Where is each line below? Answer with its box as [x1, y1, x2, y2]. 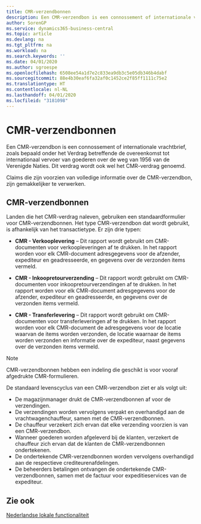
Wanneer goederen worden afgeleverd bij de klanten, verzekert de [14, 434, 179, 441]
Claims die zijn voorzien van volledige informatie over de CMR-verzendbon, [6, 174, 193, 181]
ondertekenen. [14, 446, 51, 454]
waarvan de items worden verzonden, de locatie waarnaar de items [14, 330, 181, 338]
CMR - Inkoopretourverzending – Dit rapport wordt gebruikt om [14, 274, 173, 281]
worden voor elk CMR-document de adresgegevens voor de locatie [14, 324, 181, 332]
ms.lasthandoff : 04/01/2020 [6, 92, 77, 98]
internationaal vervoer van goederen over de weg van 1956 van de [6, 156, 170, 163]
